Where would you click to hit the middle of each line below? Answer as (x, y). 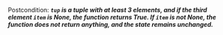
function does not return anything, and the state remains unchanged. (111, 24)
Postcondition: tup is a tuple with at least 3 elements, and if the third (108, 10)
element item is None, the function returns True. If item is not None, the (112, 17)
